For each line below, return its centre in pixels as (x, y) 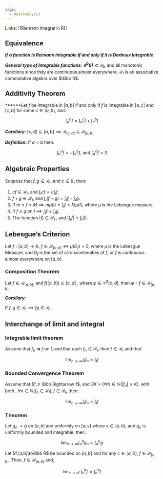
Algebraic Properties (37, 169)
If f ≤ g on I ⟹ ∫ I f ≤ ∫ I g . (36, 211)
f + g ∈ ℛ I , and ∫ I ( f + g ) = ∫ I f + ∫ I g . (46, 199)
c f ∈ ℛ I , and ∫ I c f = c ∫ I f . (36, 192)
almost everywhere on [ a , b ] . (34, 259)
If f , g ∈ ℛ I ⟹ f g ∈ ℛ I (28, 308)
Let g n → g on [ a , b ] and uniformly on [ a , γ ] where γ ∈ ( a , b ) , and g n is (76, 426)
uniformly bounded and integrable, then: (46, 432)
